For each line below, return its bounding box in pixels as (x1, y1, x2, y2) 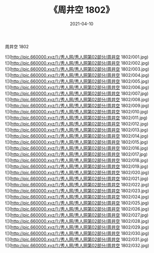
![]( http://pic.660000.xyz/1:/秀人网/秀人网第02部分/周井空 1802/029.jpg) (5, 224, 150, 230)
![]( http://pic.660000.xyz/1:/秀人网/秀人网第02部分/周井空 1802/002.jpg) (5, 60, 150, 66)
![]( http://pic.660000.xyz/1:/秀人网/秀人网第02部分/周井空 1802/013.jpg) (5, 127, 149, 133)
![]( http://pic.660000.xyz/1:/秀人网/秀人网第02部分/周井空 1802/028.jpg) (5, 218, 150, 224)
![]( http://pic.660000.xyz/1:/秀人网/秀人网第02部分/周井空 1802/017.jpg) (5, 151, 148, 157)
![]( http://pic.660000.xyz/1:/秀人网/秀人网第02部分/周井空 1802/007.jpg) (5, 90, 149, 96)
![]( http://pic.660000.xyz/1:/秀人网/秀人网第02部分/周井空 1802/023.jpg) (5, 188, 150, 194)
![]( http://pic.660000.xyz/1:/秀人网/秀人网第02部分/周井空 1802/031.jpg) (5, 236, 149, 242)
